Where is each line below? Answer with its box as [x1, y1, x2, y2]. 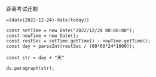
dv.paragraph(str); [6, 65, 55, 71]
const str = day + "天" [6, 55, 65, 61]
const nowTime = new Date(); [6, 33, 79, 39]
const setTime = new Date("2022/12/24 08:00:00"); [6, 27, 135, 33]
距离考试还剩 [6, 5, 38, 12]
